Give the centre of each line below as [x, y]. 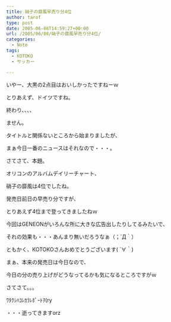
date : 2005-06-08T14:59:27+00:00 [47, 28]
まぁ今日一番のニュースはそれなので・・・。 [61, 148]
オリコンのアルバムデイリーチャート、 [53, 173]
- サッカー [23, 61]
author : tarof [24, 17]
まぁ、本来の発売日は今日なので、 [48, 262]
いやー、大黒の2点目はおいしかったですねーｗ [62, 85]
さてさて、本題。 [27, 160]
